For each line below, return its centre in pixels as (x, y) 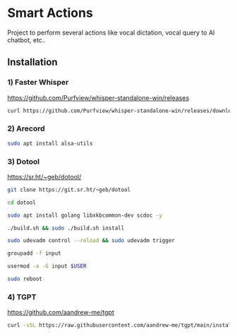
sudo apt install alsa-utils (50, 143)
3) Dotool (24, 162)
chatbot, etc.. (26, 40)
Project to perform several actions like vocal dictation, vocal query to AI (111, 32)
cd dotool (22, 203)
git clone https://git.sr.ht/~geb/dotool (69, 190)
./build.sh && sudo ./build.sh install (66, 228)
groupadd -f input (34, 253)
